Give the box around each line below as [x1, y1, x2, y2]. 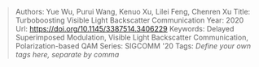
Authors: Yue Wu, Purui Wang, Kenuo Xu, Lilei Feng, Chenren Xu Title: [15, 7, 251, 16]
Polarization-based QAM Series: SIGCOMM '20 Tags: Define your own [15, 41, 252, 51]
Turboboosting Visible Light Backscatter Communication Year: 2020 [15, 15, 244, 25]
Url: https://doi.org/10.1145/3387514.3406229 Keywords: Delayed [15, 24, 235, 33]
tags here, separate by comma [15, 50, 120, 59]
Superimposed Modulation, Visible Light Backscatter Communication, [15, 32, 249, 42]
